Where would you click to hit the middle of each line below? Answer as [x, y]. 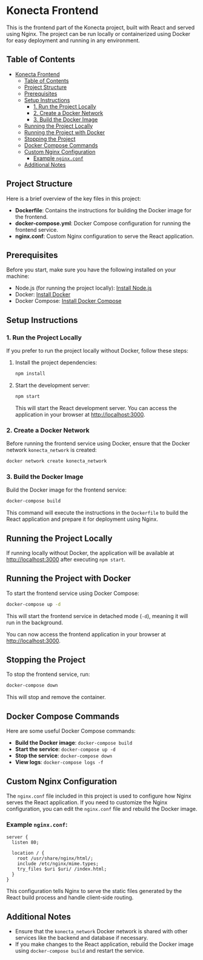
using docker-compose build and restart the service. [79, 951]
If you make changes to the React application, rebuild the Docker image [104, 944]
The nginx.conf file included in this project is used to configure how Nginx [99, 796]
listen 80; [25, 843]
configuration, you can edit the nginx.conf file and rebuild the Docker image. [102, 809]
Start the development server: [52, 385]
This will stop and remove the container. [56, 697]
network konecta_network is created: [52, 450]
